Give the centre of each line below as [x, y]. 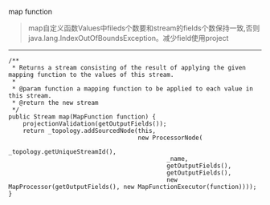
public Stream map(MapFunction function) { [82, 117]
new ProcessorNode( [170, 138]
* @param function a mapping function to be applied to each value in [132, 89]
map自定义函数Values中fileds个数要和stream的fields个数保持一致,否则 [144, 28]
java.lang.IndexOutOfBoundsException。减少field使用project [128, 38]
